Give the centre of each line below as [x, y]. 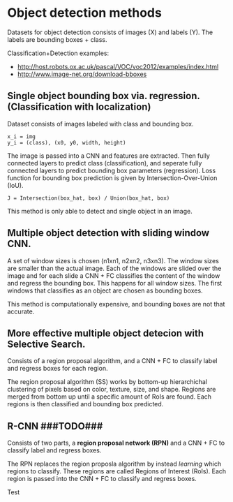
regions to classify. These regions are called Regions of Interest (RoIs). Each [117, 471]
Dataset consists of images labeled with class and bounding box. [100, 124]
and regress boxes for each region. [58, 369]
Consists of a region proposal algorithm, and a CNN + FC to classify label [112, 361]
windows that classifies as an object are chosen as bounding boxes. [105, 290]
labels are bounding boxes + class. [57, 39]
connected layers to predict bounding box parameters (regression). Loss [112, 170]
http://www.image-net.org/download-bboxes [82, 74]
